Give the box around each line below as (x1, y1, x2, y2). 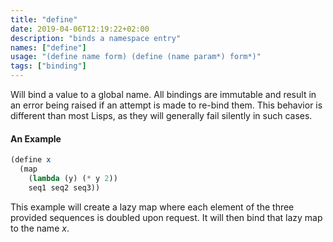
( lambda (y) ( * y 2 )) (28, 173, 118, 183)
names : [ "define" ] (10, 42, 87, 53)
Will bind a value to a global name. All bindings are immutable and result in (10, 89, 317, 100)
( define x (10, 155, 52, 165)
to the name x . (10, 222, 70, 234)
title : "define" (10, 14, 78, 25)
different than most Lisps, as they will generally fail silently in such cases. (10, 110, 313, 121)
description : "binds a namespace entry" (10, 33, 182, 43)
